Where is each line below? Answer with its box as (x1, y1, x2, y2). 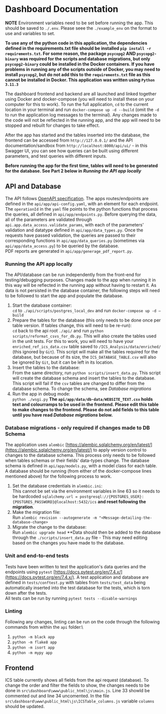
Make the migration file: (12, 509, 61, 515)
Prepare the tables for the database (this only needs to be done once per (12, 317, 161, 323)
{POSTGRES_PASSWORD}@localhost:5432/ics (12, 499, 97, 505)
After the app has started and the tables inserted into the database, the (5, 132, 150, 138)
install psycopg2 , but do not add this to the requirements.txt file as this (5, 71, 151, 77)
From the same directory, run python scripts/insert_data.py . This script (12, 370, 161, 376)
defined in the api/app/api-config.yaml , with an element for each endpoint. (5, 201, 159, 207)
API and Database (5, 182, 61, 191)
